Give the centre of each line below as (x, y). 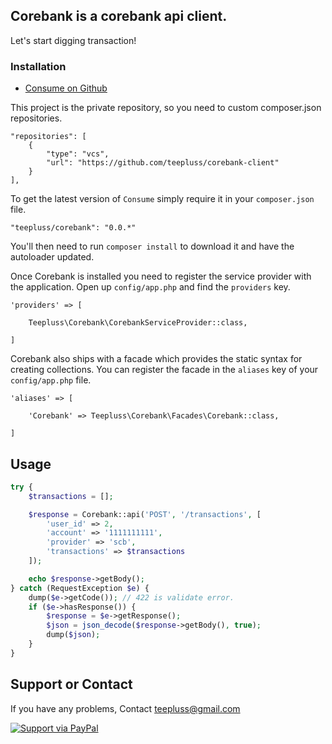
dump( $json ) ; (73, 635)
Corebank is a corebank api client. (119, 16)
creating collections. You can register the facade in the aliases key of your (164, 370)
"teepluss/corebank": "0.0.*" (73, 228)
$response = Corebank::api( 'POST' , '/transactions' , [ (145, 514)
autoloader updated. (52, 257)
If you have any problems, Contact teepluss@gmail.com (125, 708)
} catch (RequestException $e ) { (80, 588)
